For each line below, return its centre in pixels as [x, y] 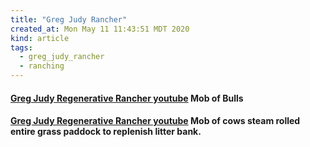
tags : [21, 47]
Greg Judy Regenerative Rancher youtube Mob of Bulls [127, 98]
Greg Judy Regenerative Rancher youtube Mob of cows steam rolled [155, 121]
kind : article [40, 38]
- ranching [42, 66]
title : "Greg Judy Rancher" [69, 19]
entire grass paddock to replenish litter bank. [106, 132]
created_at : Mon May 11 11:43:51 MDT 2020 [100, 29]
